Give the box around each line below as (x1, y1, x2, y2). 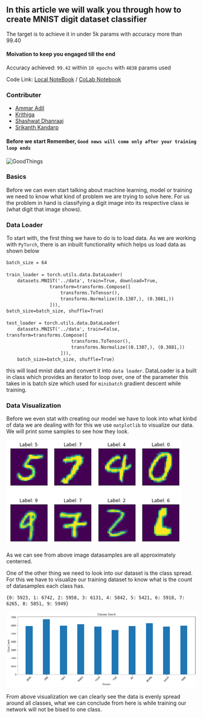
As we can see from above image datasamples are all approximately (6, 551, 176, 558)
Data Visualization (6, 401, 62, 410)
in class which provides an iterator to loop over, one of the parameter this (6, 374, 188, 381)
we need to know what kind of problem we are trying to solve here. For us (6, 193, 190, 200)
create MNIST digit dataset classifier (6, 15, 147, 25)
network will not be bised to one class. (6, 705, 102, 713)
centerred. (6, 558, 33, 565)
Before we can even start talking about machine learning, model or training (6, 186, 192, 193)
